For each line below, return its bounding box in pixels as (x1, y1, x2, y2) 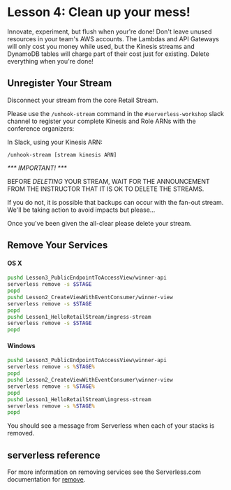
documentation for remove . (7, 475, 86, 484)
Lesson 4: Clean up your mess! (7, 4, 191, 20)
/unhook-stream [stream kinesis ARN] (7, 151, 117, 158)
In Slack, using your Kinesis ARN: (7, 138, 103, 146)
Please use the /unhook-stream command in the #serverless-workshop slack (7, 109, 225, 117)
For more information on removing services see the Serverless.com (7, 468, 201, 476)
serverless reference (7, 449, 100, 461)
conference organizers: (7, 124, 75, 133)
